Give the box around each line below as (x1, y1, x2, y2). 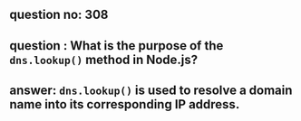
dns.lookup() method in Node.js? (9, 51, 199, 67)
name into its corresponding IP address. (9, 97, 240, 112)
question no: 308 (9, 7, 109, 23)
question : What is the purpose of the (9, 38, 224, 53)
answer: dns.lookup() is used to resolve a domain (9, 83, 293, 98)
